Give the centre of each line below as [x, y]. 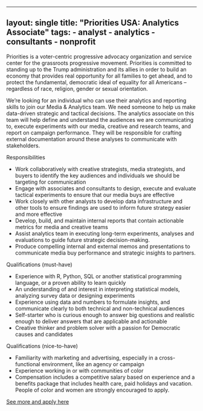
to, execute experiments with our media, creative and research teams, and [99, 126]
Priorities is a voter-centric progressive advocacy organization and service [99, 56]
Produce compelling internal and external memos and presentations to [102, 246]
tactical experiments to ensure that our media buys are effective [95, 195]
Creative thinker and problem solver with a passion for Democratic [98, 327]
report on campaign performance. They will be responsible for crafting [94, 132]
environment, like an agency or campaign [93, 364]
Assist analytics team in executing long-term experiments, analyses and [105, 233]
